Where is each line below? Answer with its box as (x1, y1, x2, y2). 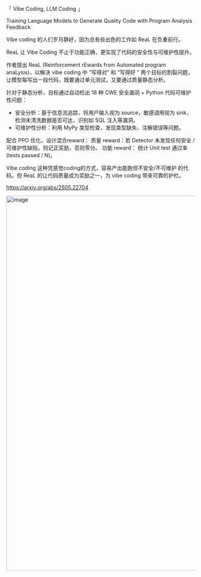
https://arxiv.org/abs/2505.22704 (6, 184, 89, 191)
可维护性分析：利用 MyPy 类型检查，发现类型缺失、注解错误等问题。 (14, 124, 184, 131)
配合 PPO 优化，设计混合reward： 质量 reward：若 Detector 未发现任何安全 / (6, 137, 195, 144)
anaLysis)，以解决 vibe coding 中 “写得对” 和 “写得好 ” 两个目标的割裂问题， (6, 69, 193, 76)
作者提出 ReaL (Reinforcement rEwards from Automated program (6, 62, 166, 68)
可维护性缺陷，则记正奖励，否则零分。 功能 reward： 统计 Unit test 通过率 (6, 144, 188, 151)
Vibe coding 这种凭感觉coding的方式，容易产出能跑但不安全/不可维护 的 (6, 164, 184, 172)
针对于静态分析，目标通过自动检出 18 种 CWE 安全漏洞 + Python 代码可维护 (6, 89, 191, 96)
